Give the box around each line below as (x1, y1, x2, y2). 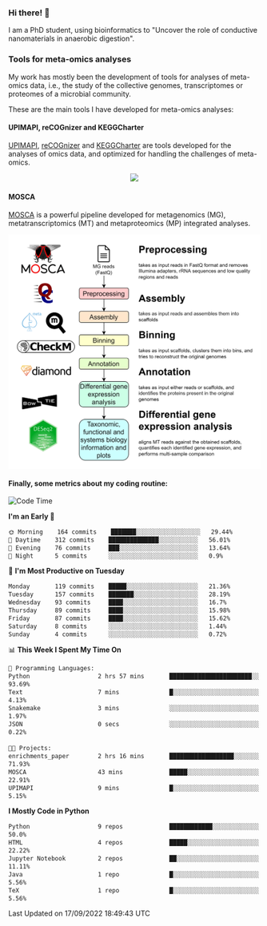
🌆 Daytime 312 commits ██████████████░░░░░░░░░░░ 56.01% (8, 536, 230, 544)
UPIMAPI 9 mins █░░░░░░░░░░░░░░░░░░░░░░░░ (8, 785, 260, 793)
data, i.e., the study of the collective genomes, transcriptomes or (30, 80, 244, 90)
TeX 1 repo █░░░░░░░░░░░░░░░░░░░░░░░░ (8, 887, 260, 895)
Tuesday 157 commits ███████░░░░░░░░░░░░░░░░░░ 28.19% (8, 590, 230, 598)
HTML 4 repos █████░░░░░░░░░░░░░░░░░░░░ (8, 839, 260, 847)
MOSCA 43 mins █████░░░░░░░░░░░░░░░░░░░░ (8, 769, 260, 777)
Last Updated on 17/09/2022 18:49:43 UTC (8, 908, 150, 918)
